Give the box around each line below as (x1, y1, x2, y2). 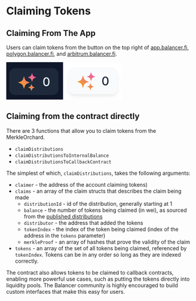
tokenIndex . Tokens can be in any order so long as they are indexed (14, 251, 181, 258)
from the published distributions (23, 212, 103, 220)
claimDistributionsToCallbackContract (14, 159, 112, 165)
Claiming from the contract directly (6, 111, 140, 121)
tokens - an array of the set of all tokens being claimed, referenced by (14, 244, 187, 252)
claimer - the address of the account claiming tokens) (14, 181, 148, 188)
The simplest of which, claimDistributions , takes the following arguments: (6, 169, 191, 177)
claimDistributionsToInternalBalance (14, 153, 109, 159)
